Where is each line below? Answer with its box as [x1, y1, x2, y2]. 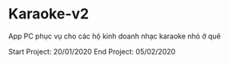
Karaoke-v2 [8, 5, 90, 23]
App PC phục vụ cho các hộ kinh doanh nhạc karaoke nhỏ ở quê [8, 31, 222, 41]
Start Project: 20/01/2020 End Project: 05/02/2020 [8, 46, 176, 56]
